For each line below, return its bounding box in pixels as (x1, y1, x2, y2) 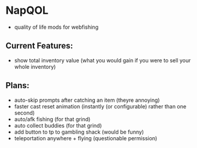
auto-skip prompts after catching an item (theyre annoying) (14, 96, 160, 104)
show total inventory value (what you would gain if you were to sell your (14, 56, 191, 64)
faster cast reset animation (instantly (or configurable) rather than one (14, 102, 186, 110)
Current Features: (5, 41, 73, 51)
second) (14, 109, 35, 116)
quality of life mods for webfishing (14, 23, 99, 31)
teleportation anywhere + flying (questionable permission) (14, 134, 158, 141)
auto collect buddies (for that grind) (14, 122, 102, 129)
